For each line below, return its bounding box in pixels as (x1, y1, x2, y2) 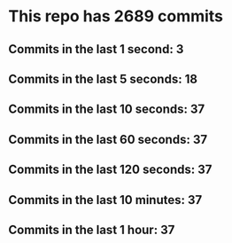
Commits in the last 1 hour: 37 (8, 222, 175, 237)
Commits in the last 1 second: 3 (8, 42, 184, 57)
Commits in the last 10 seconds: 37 (8, 102, 205, 117)
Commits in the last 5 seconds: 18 (8, 71, 198, 86)
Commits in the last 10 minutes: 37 (8, 192, 203, 208)
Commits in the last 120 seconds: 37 (8, 162, 213, 177)
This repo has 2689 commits (8, 6, 223, 27)
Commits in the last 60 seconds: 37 (8, 131, 208, 147)
